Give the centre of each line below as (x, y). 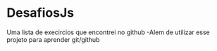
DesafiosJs (41, 13)
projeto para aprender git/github (53, 39)
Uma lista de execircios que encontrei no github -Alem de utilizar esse (108, 32)
